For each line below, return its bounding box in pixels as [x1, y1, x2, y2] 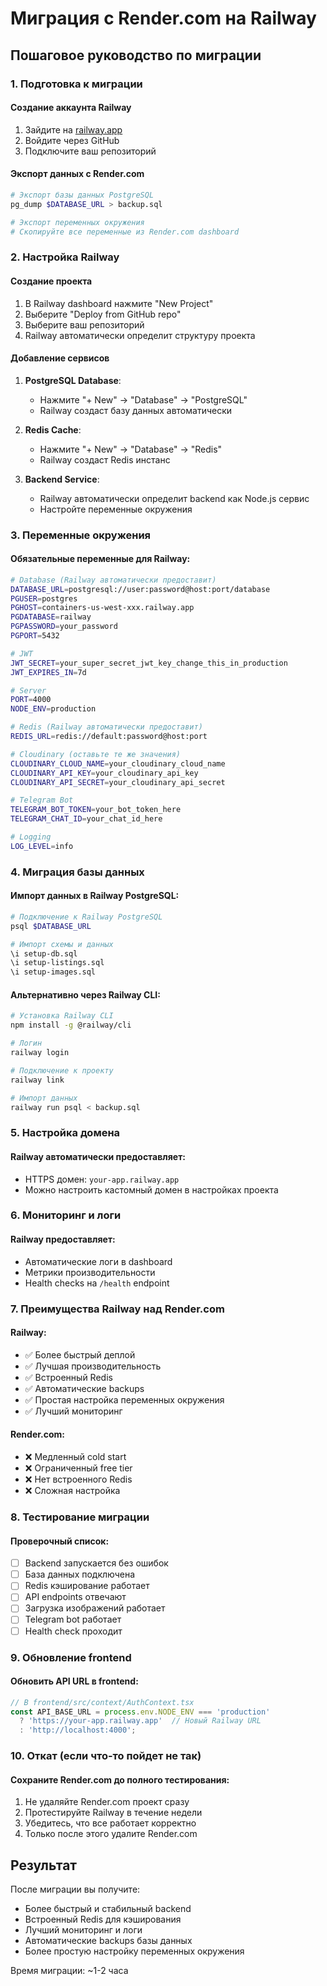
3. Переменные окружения [10, 528, 152, 542]
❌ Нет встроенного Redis [24, 1473, 133, 1486]
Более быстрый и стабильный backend [24, 1903, 192, 1915]
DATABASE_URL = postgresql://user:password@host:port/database [10, 584, 271, 594]
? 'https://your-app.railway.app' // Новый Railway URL [19, 1716, 262, 1726]
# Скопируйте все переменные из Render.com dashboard [10, 227, 240, 237]
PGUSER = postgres [10, 593, 78, 604]
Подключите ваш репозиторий [24, 145, 157, 157]
